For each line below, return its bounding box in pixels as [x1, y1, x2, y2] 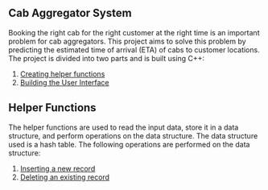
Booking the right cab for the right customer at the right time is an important [8, 27, 260, 37]
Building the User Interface [19, 77, 110, 87]
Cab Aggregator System [8, 6, 132, 20]
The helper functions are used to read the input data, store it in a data [8, 122, 239, 132]
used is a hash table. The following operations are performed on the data [8, 139, 250, 149]
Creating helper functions [19, 68, 105, 79]
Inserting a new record [19, 163, 96, 173]
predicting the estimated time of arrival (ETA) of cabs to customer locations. [8, 44, 260, 55]
